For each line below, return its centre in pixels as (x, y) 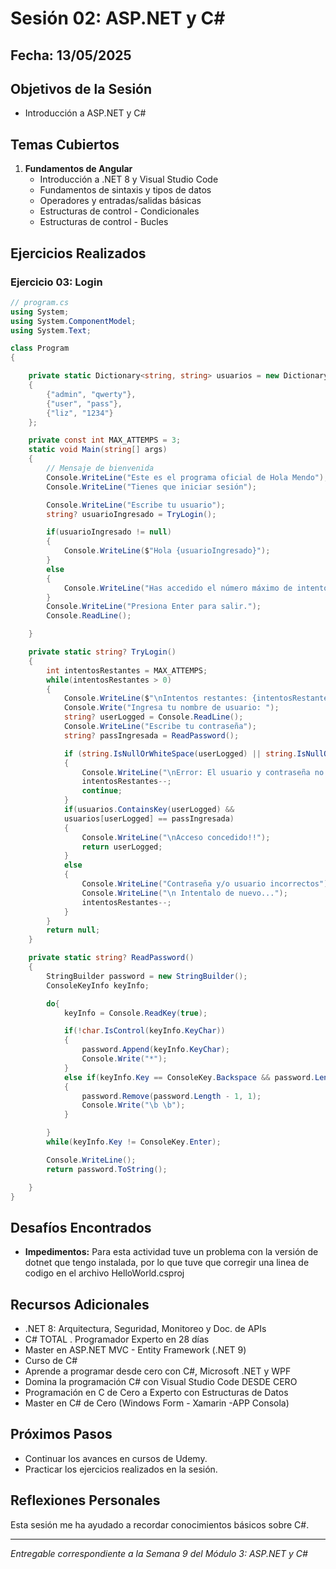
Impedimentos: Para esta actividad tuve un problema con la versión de (171, 1252)
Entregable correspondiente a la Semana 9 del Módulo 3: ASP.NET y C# (159, 1553)
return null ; (73, 930)
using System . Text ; (51, 330)
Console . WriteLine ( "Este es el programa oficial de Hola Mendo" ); (187, 477)
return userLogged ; (122, 847)
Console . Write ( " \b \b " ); (133, 1105)
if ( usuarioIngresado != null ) (109, 532)
